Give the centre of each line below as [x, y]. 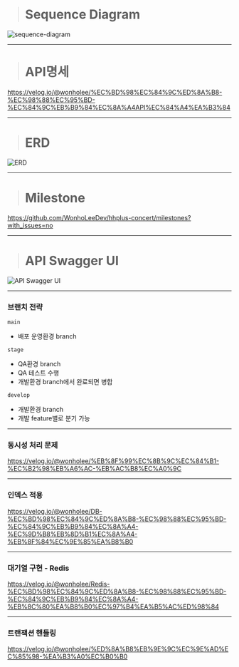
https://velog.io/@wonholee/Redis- [59, 584]
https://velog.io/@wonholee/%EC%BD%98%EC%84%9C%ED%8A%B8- [115, 92]
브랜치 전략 [25, 307]
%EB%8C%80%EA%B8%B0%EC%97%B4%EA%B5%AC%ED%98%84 [113, 606]
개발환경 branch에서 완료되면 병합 [65, 381]
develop [19, 395]
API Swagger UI [72, 260]
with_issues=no [30, 225]
